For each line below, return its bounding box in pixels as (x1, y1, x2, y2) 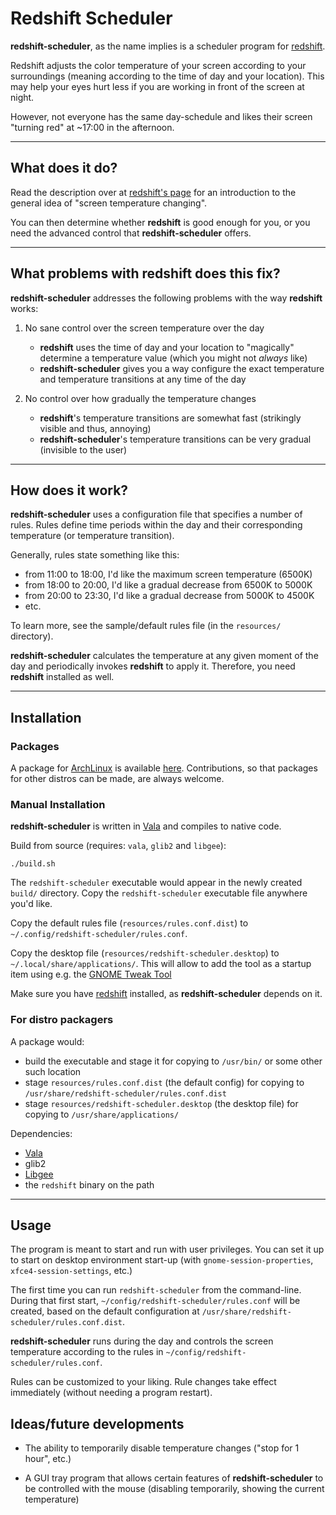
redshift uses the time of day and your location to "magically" (39, 341, 295, 353)
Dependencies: (10, 1127, 73, 1139)
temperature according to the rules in (10, 1346, 164, 1358)
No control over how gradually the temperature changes (24, 392, 257, 404)
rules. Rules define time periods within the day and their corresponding (10, 519, 303, 531)
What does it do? (10, 160, 118, 177)
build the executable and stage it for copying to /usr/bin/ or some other (24, 1055, 323, 1067)
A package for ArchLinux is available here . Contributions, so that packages (10, 762, 318, 774)
